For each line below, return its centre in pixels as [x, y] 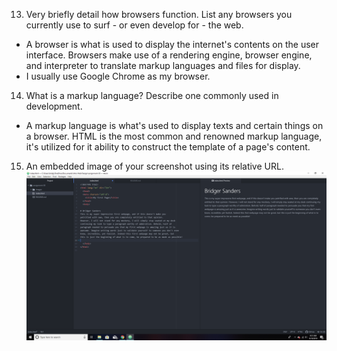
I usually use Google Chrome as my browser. [118, 76]
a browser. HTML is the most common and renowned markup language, [174, 136]
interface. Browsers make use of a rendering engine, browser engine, [169, 55]
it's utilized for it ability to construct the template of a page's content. [168, 147]
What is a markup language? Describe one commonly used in [152, 95]
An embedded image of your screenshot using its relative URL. [154, 166]
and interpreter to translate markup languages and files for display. [163, 65]
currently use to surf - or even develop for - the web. [134, 25]
